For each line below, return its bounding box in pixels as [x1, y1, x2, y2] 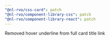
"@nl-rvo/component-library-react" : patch [5, 16, 96, 21]
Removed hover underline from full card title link [5, 30, 105, 36]
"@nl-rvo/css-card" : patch [5, 7, 62, 12]
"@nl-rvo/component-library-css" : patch [5, 12, 92, 17]
